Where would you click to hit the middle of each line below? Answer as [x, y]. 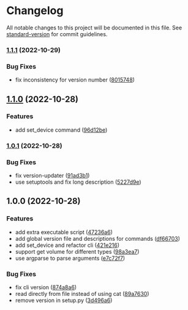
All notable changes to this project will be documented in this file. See [94, 28]
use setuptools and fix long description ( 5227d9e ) [78, 182]
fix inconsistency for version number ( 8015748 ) [75, 80]
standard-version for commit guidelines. [57, 34]
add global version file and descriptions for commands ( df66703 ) [98, 238]
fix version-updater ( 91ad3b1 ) [52, 176]
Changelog [35, 11]
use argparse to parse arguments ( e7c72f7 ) [70, 258]
